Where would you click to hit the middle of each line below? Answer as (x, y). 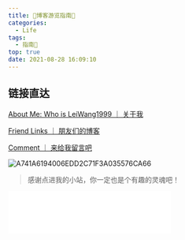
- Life (26, 30)
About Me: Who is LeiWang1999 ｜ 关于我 (76, 114)
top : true (24, 52)
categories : (28, 23)
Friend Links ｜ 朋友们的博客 (54, 130)
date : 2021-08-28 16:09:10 (52, 60)
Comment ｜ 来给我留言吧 (50, 148)
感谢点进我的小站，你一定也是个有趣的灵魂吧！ (103, 179)
